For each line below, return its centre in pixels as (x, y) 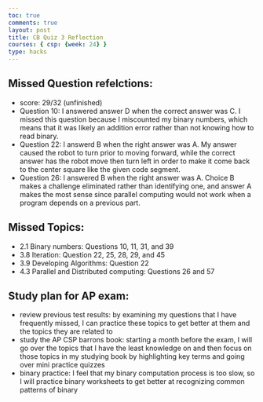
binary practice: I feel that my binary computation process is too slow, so (137, 373)
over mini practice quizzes (62, 365)
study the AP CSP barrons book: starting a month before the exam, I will (136, 340)
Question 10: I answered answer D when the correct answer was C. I (130, 111)
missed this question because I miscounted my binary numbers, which (133, 119)
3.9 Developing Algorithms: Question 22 (84, 263)
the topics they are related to (66, 331)
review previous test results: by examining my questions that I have (128, 315)
